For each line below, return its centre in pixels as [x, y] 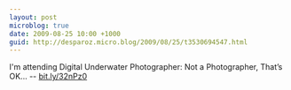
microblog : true [39, 26]
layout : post [33, 17]
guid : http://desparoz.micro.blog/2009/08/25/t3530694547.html [129, 42]
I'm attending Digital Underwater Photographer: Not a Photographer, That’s [146, 67]
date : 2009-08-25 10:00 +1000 [65, 34]
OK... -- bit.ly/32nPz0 [48, 77]
